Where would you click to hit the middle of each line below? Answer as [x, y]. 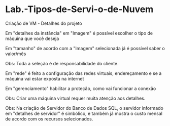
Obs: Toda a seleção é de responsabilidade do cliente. [62, 63]
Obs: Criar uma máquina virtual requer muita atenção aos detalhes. [75, 98]
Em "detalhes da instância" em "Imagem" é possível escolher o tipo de [79, 33]
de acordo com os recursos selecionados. [49, 119]
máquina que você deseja [32, 38]
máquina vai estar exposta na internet [45, 78]
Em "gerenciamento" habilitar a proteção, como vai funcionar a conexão [81, 88]
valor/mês [16, 54]
